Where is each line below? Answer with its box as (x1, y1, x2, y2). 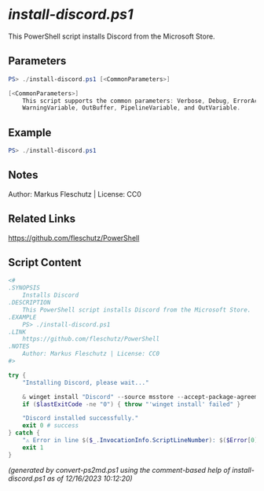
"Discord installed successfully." (22, 415, 139, 423)
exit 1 (22, 443, 44, 452)
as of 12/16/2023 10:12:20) (46, 474, 133, 483)
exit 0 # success (22, 422, 79, 430)
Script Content (8, 256, 82, 269)
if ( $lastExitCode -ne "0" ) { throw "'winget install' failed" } (22, 400, 241, 408)
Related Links (8, 212, 76, 226)
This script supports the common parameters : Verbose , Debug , (22, 97, 230, 105)
